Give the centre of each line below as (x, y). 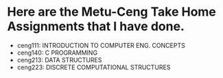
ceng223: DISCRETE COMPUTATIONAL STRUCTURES (94, 67)
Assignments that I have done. (96, 26)
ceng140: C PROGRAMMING (57, 53)
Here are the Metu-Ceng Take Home (111, 12)
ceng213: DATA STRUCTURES (59, 60)
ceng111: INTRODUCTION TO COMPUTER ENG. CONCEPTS (101, 45)
